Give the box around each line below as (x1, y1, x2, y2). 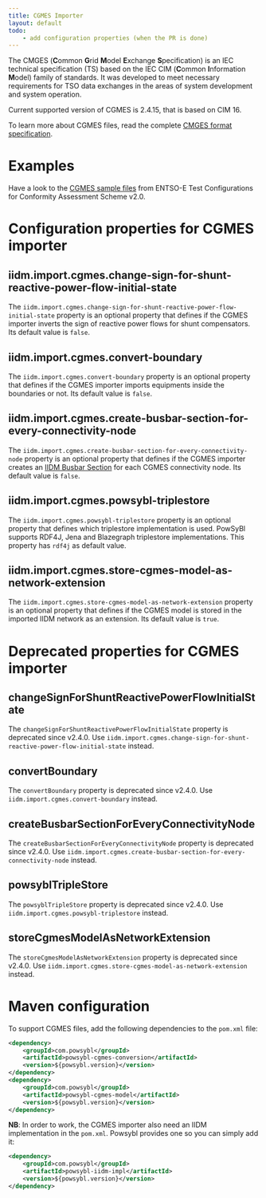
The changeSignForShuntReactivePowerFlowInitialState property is (8, 724, 229, 734)
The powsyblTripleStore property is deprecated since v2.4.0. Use (8, 899, 224, 909)
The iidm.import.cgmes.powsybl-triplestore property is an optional (8, 515, 231, 525)
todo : (8, 26, 26, 34)
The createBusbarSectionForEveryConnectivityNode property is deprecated (8, 838, 254, 848)
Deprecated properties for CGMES (8, 642, 240, 660)
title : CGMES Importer (8, 11, 84, 20)
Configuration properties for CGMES (8, 220, 255, 238)
